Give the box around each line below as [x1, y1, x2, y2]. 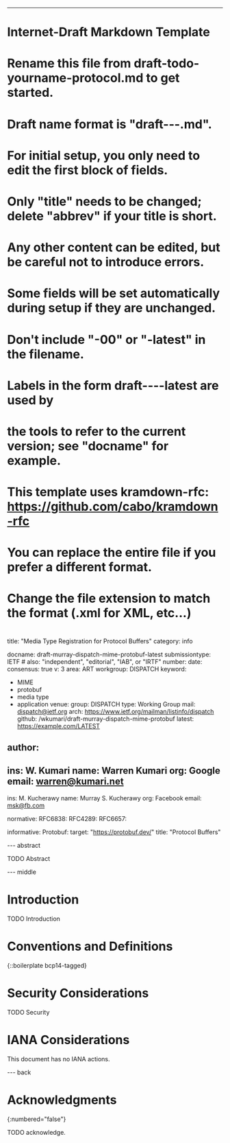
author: [7, 742, 40, 754]
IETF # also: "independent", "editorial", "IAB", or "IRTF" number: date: [7, 657, 203, 666]
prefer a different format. [7, 559, 153, 575]
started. [7, 85, 53, 100]
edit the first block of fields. [7, 162, 168, 178]
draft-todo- [133, 56, 200, 71]
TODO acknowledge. [7, 1128, 66, 1136]
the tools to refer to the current [7, 424, 186, 439]
